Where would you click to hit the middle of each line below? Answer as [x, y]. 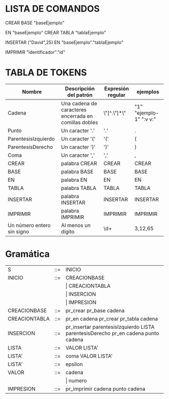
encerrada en [77, 116]
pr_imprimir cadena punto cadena [105, 388]
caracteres [74, 110]
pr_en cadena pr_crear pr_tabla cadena [112, 319]
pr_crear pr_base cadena [95, 310]
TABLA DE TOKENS [46, 72]
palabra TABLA [79, 188]
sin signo [18, 231]
